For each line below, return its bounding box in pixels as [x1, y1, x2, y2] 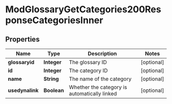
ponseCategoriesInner [5, 14, 103, 26]
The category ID [69, 67, 108, 74]
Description [88, 50, 117, 57]
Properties [5, 35, 40, 44]
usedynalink [8, 87, 39, 94]
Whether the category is [69, 84, 127, 91]
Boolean [43, 87, 64, 94]
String [43, 75, 59, 82]
